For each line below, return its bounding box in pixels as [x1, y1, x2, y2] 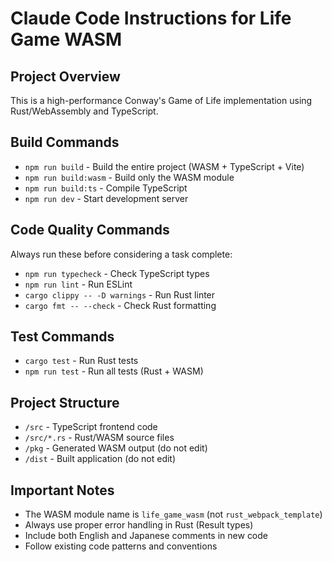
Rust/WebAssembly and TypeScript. [10, 105, 159, 117]
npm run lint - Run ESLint [24, 278, 133, 290]
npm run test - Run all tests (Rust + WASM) [24, 365, 204, 377]
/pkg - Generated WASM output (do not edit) [24, 442, 208, 454]
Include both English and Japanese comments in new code [24, 530, 269, 542]
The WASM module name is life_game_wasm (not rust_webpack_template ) [24, 508, 323, 521]
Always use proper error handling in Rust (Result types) [24, 519, 254, 531]
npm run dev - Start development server [24, 192, 189, 204]
